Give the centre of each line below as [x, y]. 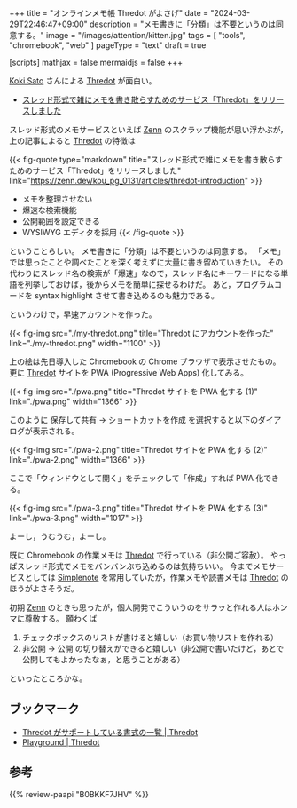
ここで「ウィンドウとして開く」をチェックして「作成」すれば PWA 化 [137, 478]
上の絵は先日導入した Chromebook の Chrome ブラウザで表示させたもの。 [145, 361]
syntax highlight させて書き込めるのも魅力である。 [127, 295]
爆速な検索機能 [49, 210]
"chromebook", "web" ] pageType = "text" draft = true [108, 45]
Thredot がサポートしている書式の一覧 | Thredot [109, 732]
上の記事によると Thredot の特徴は [72, 141]
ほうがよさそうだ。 [44, 588]
